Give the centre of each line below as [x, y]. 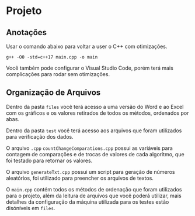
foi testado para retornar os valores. [49, 160]
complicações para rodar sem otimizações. [58, 74]
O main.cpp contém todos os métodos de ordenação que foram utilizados [94, 189]
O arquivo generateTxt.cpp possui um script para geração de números [90, 172]
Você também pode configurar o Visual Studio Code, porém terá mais [90, 68]
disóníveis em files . [31, 208]
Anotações [27, 32]
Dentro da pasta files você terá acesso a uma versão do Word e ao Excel [95, 107]
